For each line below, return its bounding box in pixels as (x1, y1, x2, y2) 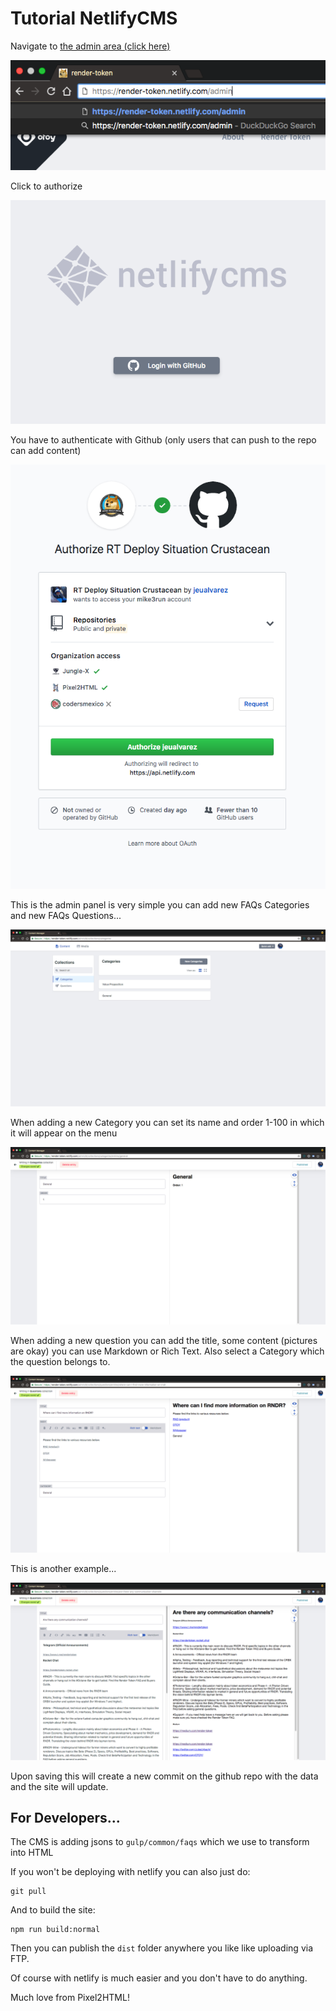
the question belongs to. (10, 1355, 111, 1367)
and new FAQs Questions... (10, 909, 122, 921)
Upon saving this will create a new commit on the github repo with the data (10, 1770, 319, 1782)
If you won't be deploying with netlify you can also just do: (10, 1866, 251, 1878)
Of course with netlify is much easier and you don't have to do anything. (10, 1972, 308, 1984)
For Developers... (10, 1809, 121, 1826)
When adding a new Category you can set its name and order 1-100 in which (10, 1117, 325, 1129)
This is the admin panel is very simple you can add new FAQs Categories (10, 898, 310, 911)
